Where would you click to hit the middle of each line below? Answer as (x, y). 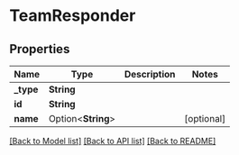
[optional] (205, 119)
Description (150, 74)
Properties (40, 49)
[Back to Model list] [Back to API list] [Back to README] (113, 141)
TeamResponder (73, 16)
